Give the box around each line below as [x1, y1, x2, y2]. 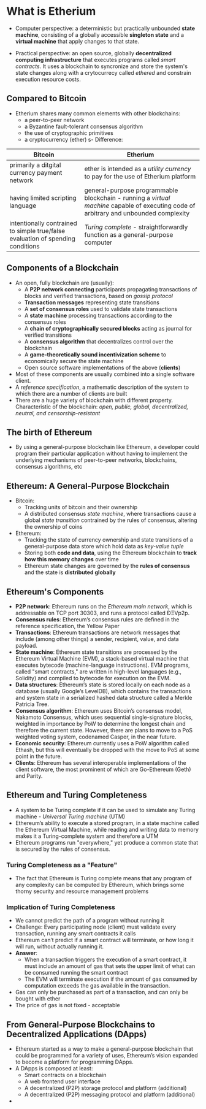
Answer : [15, 950, 38, 957]
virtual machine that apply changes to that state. [15, 37, 140, 45]
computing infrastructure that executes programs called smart [15, 56, 176, 63]
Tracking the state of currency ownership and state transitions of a [24, 536, 193, 543]
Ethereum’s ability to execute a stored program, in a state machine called [15, 819, 199, 826]
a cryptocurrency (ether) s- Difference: [24, 136, 123, 143]
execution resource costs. [15, 75, 82, 83]
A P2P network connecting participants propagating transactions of [24, 285, 197, 293]
